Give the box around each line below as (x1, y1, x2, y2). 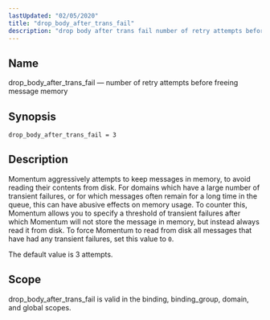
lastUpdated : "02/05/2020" (8, 11, 99, 20)
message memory (8, 86, 68, 96)
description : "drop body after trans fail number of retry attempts (8, 27, 243, 35)
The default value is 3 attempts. (8, 249, 113, 259)
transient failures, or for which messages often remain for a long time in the (8, 191, 258, 201)
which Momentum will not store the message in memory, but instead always (8, 216, 260, 226)
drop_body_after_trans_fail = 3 (8, 131, 117, 139)
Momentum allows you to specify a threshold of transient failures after (8, 208, 241, 218)
